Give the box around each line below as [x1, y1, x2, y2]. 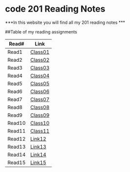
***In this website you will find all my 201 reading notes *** [5, 19, 126, 25]
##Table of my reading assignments [5, 29, 77, 34]
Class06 [30, 88, 50, 95]
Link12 [30, 135, 46, 142]
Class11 [30, 127, 50, 134]
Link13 [30, 143, 46, 150]
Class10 [30, 120, 50, 126]
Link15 [30, 159, 46, 166]
